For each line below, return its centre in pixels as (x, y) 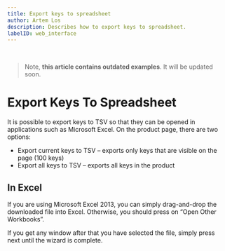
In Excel (25, 188)
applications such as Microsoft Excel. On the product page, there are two (113, 130)
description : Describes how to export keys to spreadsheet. (97, 27)
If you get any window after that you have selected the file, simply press (111, 233)
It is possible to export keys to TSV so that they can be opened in (101, 122)
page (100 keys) (41, 158)
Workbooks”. (26, 219)
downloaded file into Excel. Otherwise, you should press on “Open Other (112, 212)
